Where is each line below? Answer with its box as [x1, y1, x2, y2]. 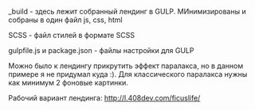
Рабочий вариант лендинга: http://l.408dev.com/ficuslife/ [8, 93, 201, 102]
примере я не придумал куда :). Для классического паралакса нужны [8, 70, 248, 78]
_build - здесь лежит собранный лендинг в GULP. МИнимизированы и [8, 7, 246, 16]
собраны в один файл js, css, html [8, 15, 123, 25]
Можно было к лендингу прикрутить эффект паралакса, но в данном [8, 61, 244, 70]
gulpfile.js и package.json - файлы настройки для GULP [8, 46, 194, 55]
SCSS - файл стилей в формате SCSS [8, 31, 135, 40]
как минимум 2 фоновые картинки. [8, 78, 129, 87]
